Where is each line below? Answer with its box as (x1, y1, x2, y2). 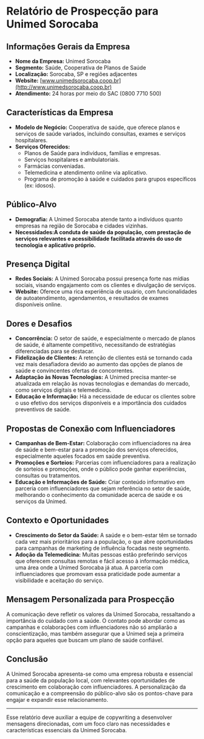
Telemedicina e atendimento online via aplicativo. (24, 168, 148, 176)
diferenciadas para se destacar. (15, 348, 95, 355)
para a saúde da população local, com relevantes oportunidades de (6, 676, 175, 684)
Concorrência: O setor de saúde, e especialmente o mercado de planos (15, 335, 195, 342)
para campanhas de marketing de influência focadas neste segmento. (15, 544, 191, 552)
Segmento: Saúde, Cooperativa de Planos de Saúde (15, 64, 146, 71)
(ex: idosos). (24, 181, 56, 189)
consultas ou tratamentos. (15, 472, 81, 479)
